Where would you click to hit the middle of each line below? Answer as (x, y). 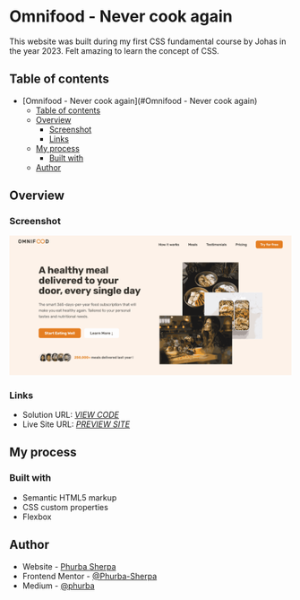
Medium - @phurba (59, 586)
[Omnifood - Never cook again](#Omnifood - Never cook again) (140, 100)
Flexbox (37, 517)
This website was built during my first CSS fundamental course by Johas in (148, 41)
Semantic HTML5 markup (69, 497)
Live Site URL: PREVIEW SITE (76, 424)
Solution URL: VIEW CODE (70, 415)
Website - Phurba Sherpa (69, 566)
